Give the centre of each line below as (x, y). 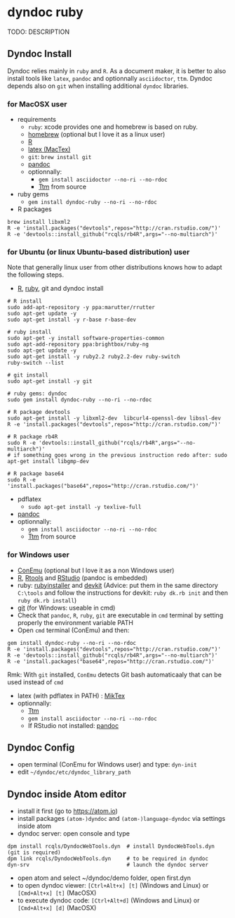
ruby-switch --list (36, 363)
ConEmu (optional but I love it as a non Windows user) (96, 570)
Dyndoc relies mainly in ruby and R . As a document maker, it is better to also (117, 70)
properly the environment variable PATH (75, 622)
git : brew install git (60, 157)
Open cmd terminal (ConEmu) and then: (73, 630)
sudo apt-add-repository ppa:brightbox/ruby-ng (78, 345)
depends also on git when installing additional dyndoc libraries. (98, 86)
